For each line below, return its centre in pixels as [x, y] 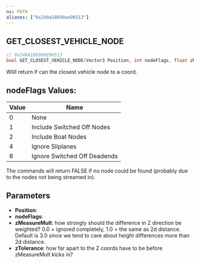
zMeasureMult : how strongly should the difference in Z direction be [98, 223]
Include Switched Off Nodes [71, 127]
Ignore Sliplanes [54, 146]
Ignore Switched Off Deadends [75, 156]
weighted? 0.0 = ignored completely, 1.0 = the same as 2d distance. [98, 229]
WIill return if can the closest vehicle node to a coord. [72, 72]
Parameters [28, 196]
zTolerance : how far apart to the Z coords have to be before [88, 248]
